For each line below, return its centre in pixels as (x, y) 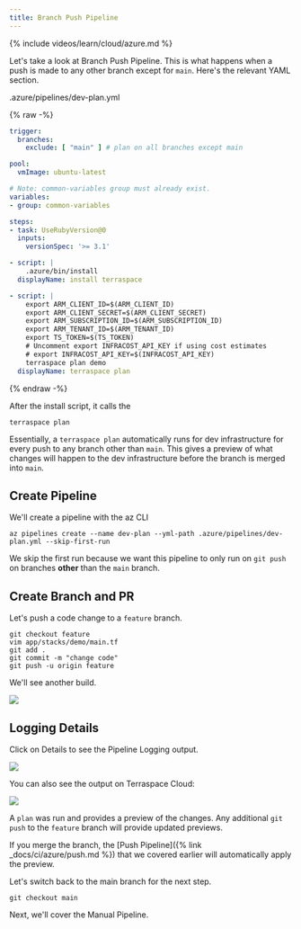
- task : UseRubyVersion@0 (58, 230)
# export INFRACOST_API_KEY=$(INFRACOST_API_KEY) (120, 354)
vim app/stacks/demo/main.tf (64, 643)
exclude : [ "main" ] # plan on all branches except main (134, 148)
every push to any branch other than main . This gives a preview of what (141, 448)
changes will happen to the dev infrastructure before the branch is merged (147, 458)
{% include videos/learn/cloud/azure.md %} (91, 43)
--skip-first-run (78, 542)
